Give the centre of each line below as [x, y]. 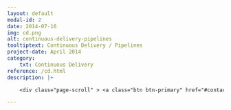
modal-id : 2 [24, 20]
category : [21, 58]
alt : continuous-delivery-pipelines [59, 39]
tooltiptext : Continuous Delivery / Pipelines [75, 45]
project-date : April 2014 [44, 52]
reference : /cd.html [37, 71]
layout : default [30, 13]
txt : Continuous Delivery [57, 65]
